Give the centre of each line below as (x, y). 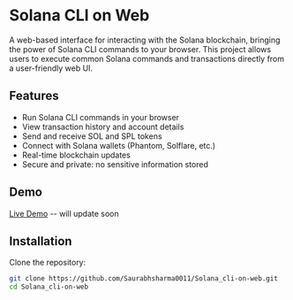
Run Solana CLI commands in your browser (100, 117)
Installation (41, 241)
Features (34, 96)
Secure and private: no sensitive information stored (115, 164)
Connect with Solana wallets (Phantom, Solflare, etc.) (119, 145)
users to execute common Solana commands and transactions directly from (147, 58)
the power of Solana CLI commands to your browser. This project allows (140, 49)
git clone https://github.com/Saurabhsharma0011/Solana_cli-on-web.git (143, 279)
